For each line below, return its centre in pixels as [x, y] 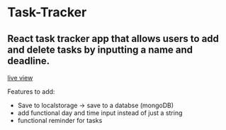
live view [20, 78]
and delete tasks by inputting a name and [100, 49]
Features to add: [31, 92]
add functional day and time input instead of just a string [100, 113]
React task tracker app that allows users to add [113, 39]
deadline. [29, 61]
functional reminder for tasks [60, 120]
